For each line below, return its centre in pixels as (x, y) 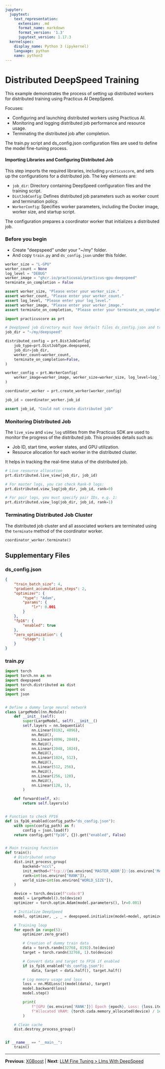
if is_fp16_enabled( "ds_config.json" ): (64, 966)
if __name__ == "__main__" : (34, 1043)
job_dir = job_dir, (32, 350)
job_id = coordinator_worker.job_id (42, 400)
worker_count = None (26, 269)
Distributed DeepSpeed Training (72, 80)
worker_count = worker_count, (42, 355)
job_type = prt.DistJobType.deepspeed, (53, 346)
